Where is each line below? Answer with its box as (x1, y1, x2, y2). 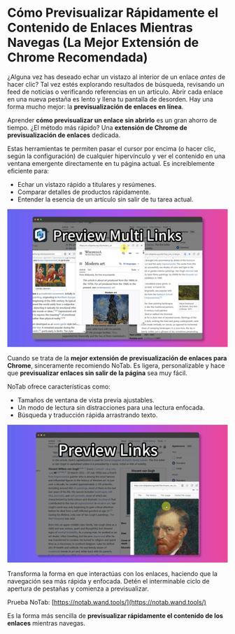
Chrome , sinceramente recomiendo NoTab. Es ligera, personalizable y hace (7, 361, 225, 369)
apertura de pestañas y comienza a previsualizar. (7, 584, 149, 593)
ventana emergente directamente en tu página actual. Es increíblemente (7, 159, 215, 167)
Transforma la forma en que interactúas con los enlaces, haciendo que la (7, 569, 218, 578)
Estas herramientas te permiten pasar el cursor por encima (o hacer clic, (7, 144, 216, 153)
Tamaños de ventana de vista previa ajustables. (17, 395, 155, 404)
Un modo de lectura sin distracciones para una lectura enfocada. (17, 403, 205, 411)
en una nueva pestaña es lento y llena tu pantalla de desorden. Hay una (7, 94, 213, 103)
